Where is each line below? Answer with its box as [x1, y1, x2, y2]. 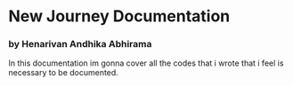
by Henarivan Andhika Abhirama [8, 38, 152, 51]
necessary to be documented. [8, 67, 119, 78]
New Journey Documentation [8, 6, 231, 27]
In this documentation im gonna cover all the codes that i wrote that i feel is [8, 58, 284, 68]
